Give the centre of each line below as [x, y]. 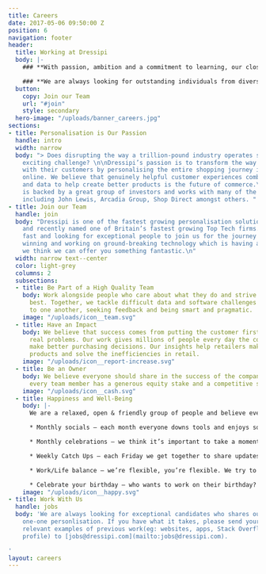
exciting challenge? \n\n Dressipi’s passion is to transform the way [140, 163]
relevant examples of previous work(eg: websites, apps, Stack [129, 529]
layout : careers [35, 558]
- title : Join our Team [47, 207]
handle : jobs [37, 507]
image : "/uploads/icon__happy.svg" [81, 492]
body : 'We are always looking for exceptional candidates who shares [132, 515]
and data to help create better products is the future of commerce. [140, 185]
